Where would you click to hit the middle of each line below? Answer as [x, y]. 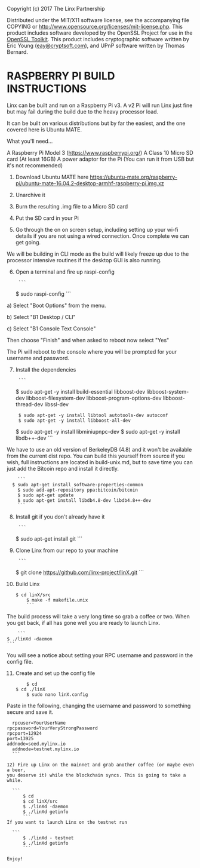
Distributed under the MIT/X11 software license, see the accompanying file [98, 20]
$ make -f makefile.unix [57, 600]
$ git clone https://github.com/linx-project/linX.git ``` [80, 572]
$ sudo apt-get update [46, 495]
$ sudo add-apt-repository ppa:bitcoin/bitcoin [78, 490]
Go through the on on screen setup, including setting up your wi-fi [97, 229]
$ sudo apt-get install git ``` [49, 539]
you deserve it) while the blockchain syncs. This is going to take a [96, 775]
